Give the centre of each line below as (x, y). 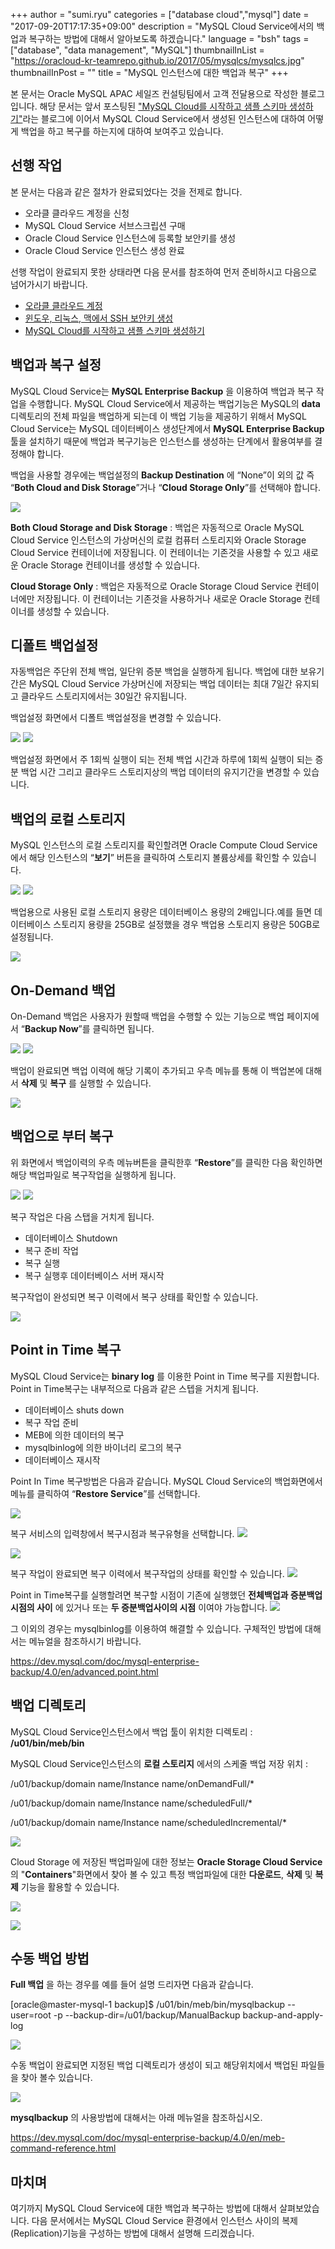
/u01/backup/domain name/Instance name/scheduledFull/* (131, 1803)
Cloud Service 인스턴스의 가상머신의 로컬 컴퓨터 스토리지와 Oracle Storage (158, 540)
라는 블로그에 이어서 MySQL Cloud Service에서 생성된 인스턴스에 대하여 (164, 118)
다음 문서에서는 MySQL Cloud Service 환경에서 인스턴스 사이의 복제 (164, 2221)
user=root (31, 2015)
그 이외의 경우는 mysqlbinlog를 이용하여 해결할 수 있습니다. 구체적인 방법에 (156, 1628)
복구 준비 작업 (51, 1250)
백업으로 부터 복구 (62, 1136)
